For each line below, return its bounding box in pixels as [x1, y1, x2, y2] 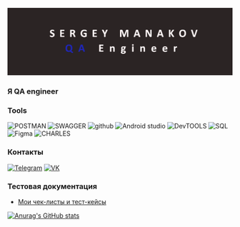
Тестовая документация [7, 181, 98, 191]
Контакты [7, 147, 44, 157]
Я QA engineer [7, 86, 59, 96]
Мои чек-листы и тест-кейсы [17, 197, 107, 206]
